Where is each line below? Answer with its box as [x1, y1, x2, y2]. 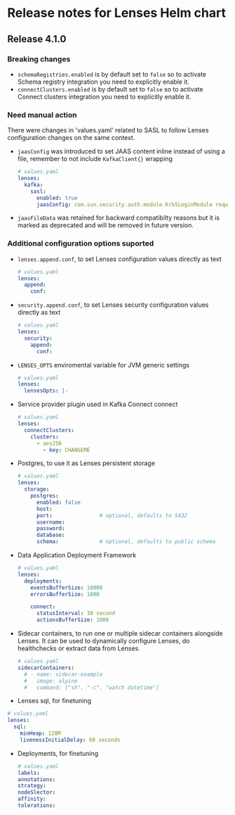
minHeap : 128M [20, 730, 61, 737]
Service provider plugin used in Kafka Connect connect [17, 400, 178, 409]
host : [36, 505, 53, 512]
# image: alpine [24, 677, 78, 684]
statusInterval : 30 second [36, 610, 116, 617]
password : [36, 525, 65, 532]
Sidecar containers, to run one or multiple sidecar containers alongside [17, 629, 223, 638]
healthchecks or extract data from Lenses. [17, 644, 140, 652]
